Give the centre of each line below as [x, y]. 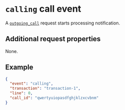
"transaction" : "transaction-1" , [45, 89]
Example [19, 67]
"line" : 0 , [21, 93]
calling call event [43, 9]
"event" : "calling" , [32, 84]
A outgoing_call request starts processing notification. [63, 23]
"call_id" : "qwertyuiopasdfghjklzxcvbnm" [54, 98]
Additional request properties [53, 39]
